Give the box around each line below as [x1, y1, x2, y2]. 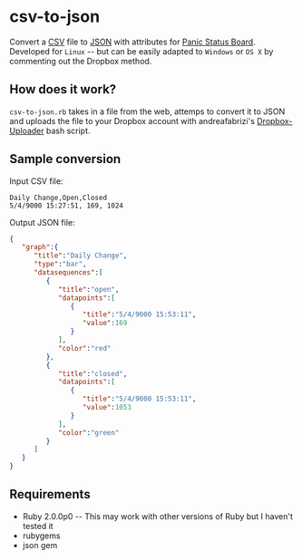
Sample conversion [9, 151, 122, 167]
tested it [22, 520, 54, 531]
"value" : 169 [82, 319, 128, 328]
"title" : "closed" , [57, 369, 128, 378]
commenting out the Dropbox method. [9, 55, 152, 66]
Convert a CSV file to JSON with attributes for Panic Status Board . [9, 36, 256, 47]
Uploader [9, 125, 44, 136]
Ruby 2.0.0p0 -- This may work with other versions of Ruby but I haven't [22, 510, 293, 522]
